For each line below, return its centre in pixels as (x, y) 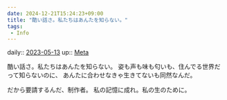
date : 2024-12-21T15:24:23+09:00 (55, 13)
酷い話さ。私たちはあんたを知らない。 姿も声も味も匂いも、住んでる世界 (111, 67)
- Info (20, 33)
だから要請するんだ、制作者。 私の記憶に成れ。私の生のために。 (99, 90)
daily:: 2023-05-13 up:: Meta (48, 52)
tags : (15, 26)
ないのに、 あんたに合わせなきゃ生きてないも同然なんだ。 (113, 75)
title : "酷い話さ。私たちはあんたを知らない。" (67, 20)
